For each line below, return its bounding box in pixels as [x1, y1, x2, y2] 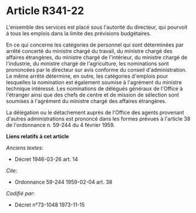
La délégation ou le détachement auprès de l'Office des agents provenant [6, 109, 184, 116]
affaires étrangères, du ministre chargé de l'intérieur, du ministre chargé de [6, 54, 188, 61]
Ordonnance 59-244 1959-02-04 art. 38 [14, 178, 113, 185]
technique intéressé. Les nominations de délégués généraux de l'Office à [6, 85, 183, 92]
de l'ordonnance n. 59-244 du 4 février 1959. [6, 121, 116, 128]
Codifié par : [6, 189, 35, 197]
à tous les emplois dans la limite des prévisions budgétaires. [6, 29, 151, 36]
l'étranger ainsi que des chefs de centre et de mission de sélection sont [6, 91, 179, 98]
